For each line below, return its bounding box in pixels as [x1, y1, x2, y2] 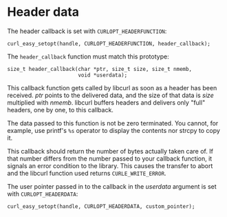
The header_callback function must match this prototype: [7, 52, 170, 61]
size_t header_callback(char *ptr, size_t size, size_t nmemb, [7, 65, 193, 72]
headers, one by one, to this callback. [7, 105, 113, 114]
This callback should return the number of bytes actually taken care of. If [7, 147, 213, 155]
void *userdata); [78, 72, 128, 79]
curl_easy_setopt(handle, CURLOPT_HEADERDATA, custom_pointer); [7, 203, 195, 210]
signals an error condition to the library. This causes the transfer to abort [7, 161, 213, 169]
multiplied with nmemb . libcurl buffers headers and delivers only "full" [7, 98, 206, 107]
